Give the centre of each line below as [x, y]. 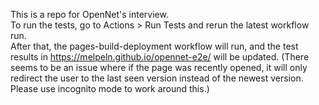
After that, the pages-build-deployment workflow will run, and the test [154, 46]
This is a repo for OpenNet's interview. [89, 14]
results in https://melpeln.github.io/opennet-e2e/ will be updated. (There [160, 57]
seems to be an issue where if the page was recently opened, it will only [159, 67]
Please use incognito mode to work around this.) [110, 88]
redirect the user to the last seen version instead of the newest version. [157, 78]
